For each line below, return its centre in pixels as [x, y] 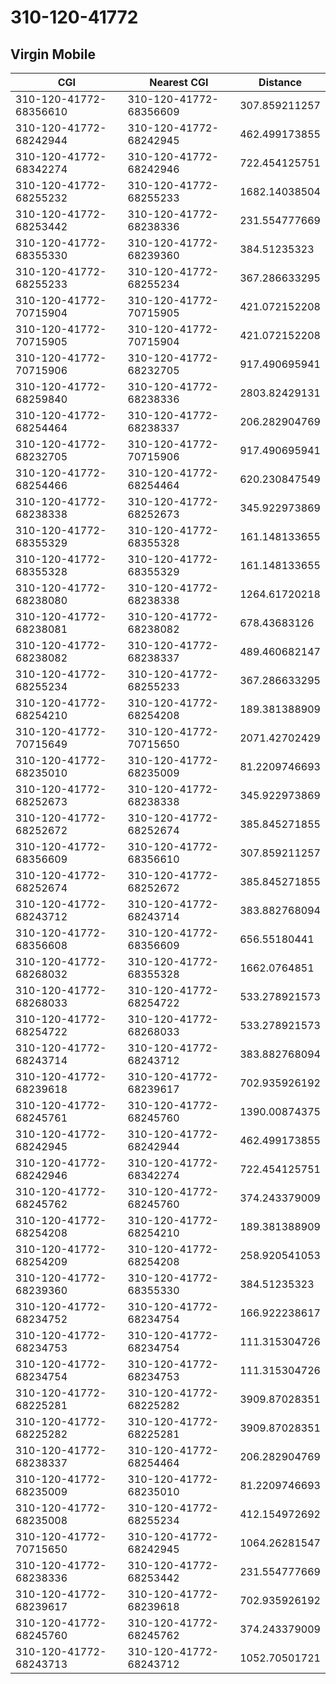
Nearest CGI [179, 82]
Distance [280, 82]
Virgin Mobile [53, 54]
